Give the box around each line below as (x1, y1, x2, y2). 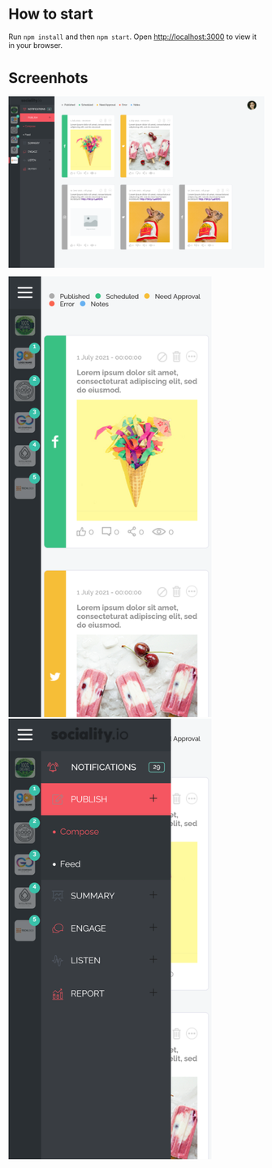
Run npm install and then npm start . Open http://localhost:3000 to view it (8, 32, 257, 41)
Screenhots (8, 69, 89, 88)
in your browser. (8, 40, 63, 50)
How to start (8, 5, 93, 24)
